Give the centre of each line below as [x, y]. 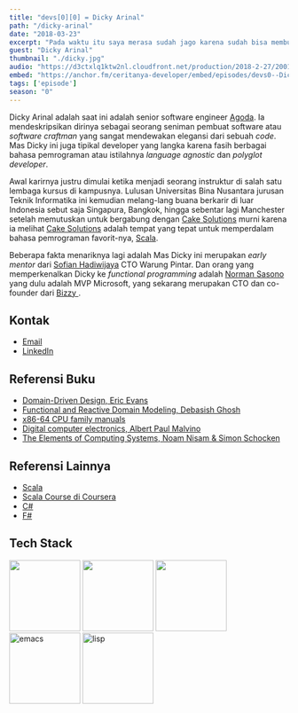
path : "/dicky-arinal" [51, 26]
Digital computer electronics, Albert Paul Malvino [111, 429]
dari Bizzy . [60, 293]
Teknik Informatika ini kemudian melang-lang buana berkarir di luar [132, 200]
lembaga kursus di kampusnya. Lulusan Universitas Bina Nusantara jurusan [146, 191]
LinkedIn [38, 351]
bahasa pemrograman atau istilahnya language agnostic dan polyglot [136, 154]
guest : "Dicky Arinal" [51, 51]
